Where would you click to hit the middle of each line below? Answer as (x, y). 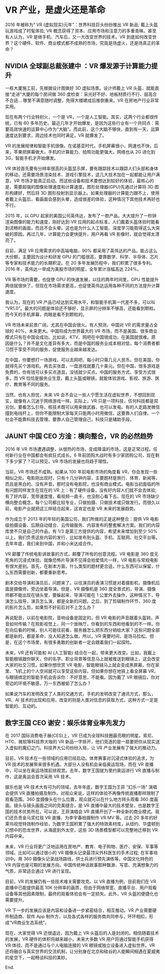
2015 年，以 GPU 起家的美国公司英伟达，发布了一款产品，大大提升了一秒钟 (81, 215)
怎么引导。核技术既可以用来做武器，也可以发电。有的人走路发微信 (93, 407)
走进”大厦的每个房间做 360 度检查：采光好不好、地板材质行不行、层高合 (84, 94)
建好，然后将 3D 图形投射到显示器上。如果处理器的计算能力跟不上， (82, 193)
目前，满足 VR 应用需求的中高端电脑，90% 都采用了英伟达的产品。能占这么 (81, 250)
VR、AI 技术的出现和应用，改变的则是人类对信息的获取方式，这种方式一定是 (82, 700)
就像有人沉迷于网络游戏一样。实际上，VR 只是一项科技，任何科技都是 (84, 401)
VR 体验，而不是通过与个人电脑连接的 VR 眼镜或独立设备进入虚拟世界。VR (80, 946)
